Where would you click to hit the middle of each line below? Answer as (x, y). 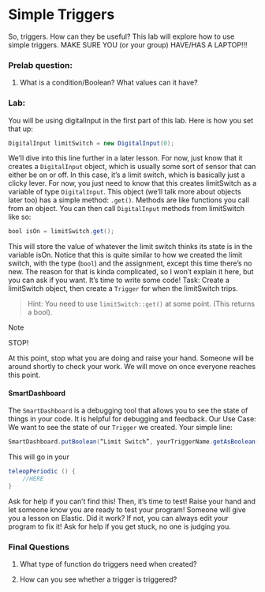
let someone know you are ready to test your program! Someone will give (127, 509)
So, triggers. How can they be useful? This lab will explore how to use (121, 36)
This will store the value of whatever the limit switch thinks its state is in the (131, 247)
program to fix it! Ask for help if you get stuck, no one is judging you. (119, 526)
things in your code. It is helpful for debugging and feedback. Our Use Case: (132, 419)
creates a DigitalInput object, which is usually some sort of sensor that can (132, 167)
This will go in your (39, 457)
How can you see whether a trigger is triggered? (98, 579)
